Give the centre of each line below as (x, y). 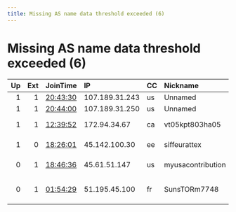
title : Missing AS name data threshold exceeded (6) (86, 14)
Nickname (181, 85)
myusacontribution (195, 164)
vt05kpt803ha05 (192, 125)
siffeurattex (183, 144)
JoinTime (61, 85)
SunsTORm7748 (191, 189)
